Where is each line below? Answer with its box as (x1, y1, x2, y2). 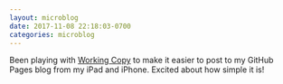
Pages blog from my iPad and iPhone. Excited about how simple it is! (9, 64, 265, 75)
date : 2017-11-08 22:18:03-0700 (9, 22, 131, 31)
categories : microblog (9, 30, 95, 39)
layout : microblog (9, 13, 79, 23)
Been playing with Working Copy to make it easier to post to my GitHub (9, 55, 274, 66)
